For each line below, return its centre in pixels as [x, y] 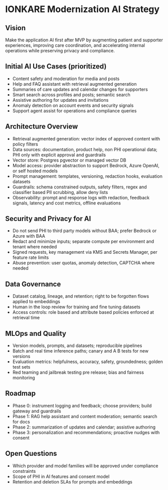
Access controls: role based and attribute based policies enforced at [83, 312]
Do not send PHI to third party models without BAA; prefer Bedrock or [85, 231]
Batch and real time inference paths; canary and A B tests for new [80, 351]
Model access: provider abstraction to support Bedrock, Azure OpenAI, [86, 165]
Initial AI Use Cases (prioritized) [56, 66]
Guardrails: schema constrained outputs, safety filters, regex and [79, 187]
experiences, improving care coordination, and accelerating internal [75, 45]
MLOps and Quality [36, 333]
